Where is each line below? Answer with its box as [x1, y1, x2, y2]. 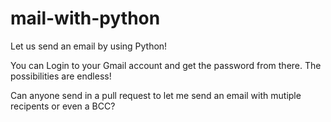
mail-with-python [10, 7, 161, 30]
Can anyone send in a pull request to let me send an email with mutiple [10, 89, 302, 101]
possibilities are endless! [10, 70, 112, 82]
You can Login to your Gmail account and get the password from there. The [10, 59, 322, 71]
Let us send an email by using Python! [10, 40, 168, 52]
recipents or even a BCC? [10, 100, 116, 112]
